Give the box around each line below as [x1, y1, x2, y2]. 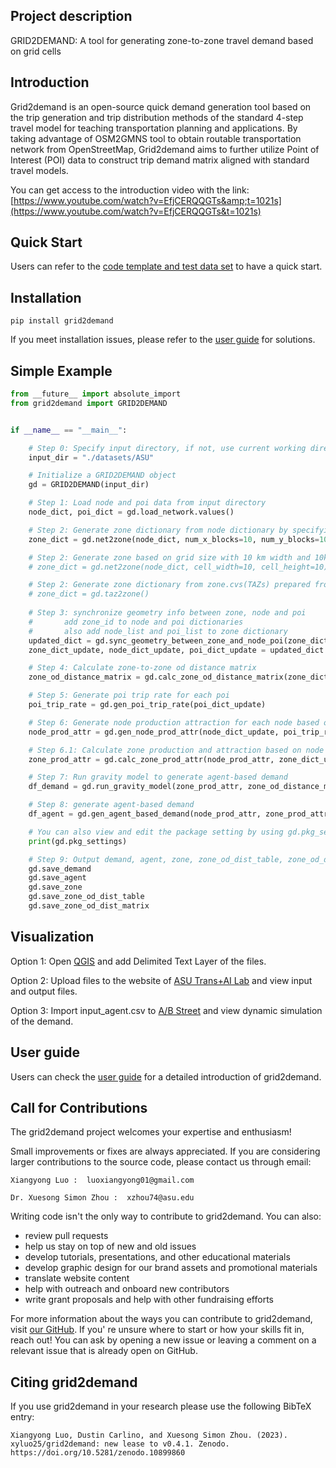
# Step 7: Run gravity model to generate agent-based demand [28, 772, 288, 783]
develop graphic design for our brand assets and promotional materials [24, 1262, 318, 1274]
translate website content [24, 1272, 130, 1284]
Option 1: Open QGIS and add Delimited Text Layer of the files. [10, 955, 267, 967]
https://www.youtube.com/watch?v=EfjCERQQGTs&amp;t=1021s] [13, 194, 282, 206]
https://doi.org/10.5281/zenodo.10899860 [10, 1448, 186, 1458]
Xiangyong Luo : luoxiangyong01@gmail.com [10, 1175, 195, 1186]
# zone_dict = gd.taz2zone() [28, 589, 150, 599]
